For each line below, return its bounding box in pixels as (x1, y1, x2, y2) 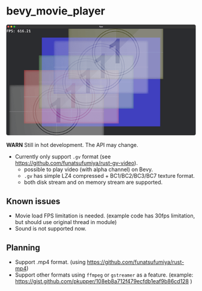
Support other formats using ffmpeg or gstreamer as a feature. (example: (14, 271, 194, 278)
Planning (6, 242, 40, 252)
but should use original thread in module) (14, 219, 117, 226)
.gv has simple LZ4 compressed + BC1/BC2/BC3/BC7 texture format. (23, 172, 195, 180)
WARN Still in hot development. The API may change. (6, 142, 138, 149)
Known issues (6, 196, 61, 206)
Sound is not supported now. (14, 225, 87, 233)
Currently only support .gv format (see (14, 153, 111, 160)
